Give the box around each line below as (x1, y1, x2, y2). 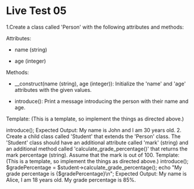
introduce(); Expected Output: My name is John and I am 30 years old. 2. (6, 126, 182, 133)
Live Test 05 (6, 4, 67, 18)
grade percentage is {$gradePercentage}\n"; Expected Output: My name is (6, 170, 187, 177)
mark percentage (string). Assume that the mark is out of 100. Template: (6, 151, 180, 159)
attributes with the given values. (14, 86, 92, 93)
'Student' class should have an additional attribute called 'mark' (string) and (6, 139, 189, 146)
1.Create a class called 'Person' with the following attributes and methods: (6, 23, 184, 30)
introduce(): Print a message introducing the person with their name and (14, 98, 189, 105)
